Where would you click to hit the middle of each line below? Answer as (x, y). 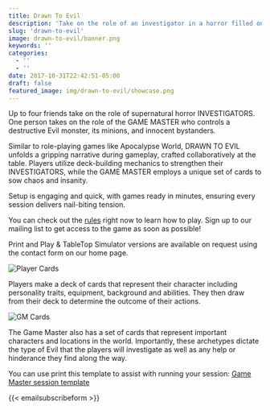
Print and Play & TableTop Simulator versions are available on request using (133, 244)
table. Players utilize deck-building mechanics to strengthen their (116, 164)
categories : (28, 53)
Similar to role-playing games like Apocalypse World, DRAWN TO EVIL (124, 147)
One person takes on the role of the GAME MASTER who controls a (119, 122)
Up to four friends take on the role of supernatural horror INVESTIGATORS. (132, 114)
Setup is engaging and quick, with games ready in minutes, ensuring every (132, 196)
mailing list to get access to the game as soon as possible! (105, 229)
